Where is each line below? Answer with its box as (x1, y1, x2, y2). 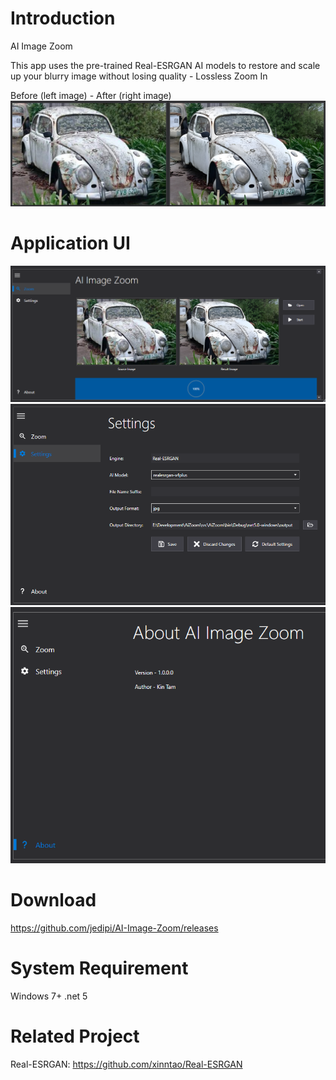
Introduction (10, 7, 116, 30)
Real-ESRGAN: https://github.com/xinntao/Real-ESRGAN (10, 1058, 243, 1071)
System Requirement (10, 957, 189, 980)
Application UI (10, 232, 131, 255)
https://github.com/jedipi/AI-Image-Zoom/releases (10, 922, 219, 934)
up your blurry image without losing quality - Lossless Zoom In (10, 70, 268, 82)
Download (10, 889, 97, 912)
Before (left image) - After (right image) (10, 89, 172, 101)
